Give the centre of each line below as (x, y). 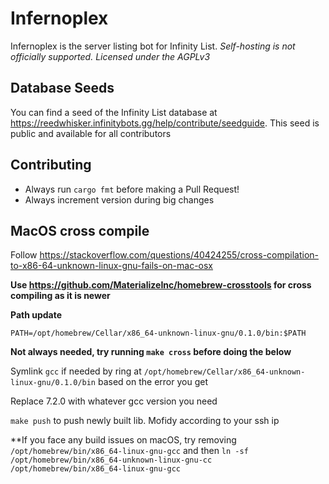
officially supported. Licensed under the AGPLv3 (110, 56)
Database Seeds (62, 88)
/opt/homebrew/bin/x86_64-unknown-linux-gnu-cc (111, 460)
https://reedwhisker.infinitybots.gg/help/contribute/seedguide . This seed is (165, 123)
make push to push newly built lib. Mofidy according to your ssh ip (145, 421)
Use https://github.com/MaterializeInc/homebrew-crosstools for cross (161, 285)
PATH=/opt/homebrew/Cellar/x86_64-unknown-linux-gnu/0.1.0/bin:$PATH (158, 333)
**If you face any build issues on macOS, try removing (123, 440)
